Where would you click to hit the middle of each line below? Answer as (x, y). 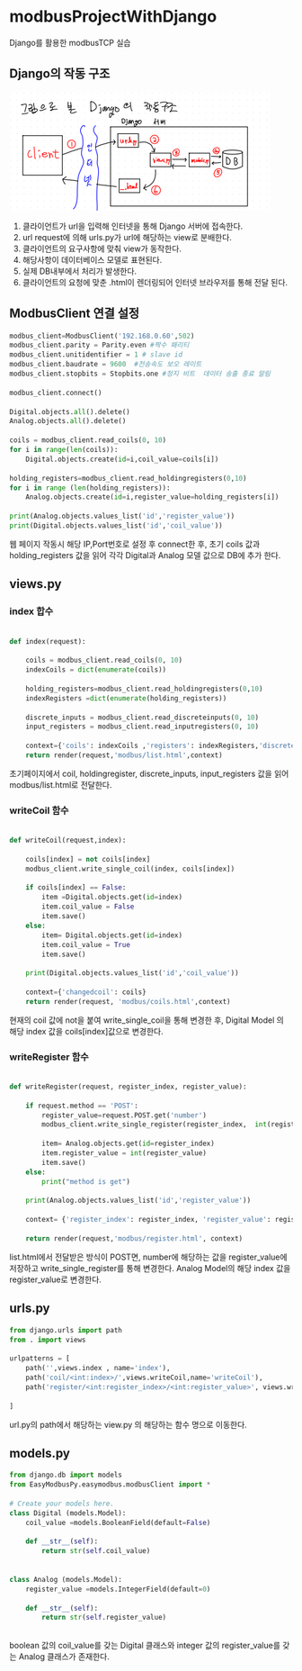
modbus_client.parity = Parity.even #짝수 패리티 (99, 345)
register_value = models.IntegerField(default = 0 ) (118, 1589)
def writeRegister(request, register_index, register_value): (128, 1087)
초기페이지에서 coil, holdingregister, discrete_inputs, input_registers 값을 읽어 (149, 773)
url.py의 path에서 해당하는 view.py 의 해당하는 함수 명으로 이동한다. (128, 1424)
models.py (40, 1453)
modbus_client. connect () (56, 393)
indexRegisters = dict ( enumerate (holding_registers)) (126, 698)
